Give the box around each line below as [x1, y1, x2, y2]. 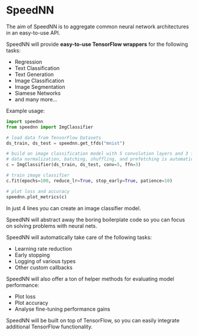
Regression [14, 58, 42, 65]
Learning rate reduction [14, 245, 72, 252]
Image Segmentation [14, 83, 65, 90]
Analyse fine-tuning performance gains [14, 305, 111, 312]
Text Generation [14, 71, 54, 78]
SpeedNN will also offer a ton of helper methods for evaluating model [6, 275, 174, 282]
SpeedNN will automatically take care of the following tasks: [6, 234, 152, 241]
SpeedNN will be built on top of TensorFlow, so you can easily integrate [6, 317, 180, 324]
